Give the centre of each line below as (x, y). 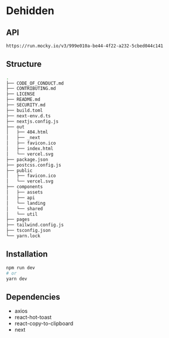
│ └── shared (25, 209)
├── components (25, 187)
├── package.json (27, 160)
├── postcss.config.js (34, 165)
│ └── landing (26, 203)
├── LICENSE (20, 94)
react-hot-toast (33, 317)
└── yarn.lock (23, 236)
